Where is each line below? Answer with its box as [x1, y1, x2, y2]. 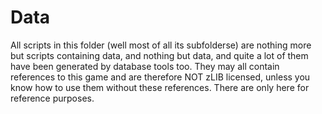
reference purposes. [10, 92, 95, 104]
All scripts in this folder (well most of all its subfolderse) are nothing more [10, 39, 312, 51]
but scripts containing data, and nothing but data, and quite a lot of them [10, 49, 309, 61]
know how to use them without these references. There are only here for [10, 81, 310, 93]
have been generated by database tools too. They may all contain [10, 60, 280, 72]
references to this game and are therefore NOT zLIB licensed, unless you [10, 71, 311, 83]
